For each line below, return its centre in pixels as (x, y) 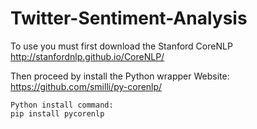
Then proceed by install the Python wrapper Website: (120, 76)
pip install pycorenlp (57, 113)
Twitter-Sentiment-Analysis (129, 18)
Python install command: (62, 105)
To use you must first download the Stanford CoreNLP (121, 46)
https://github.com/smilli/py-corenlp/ (86, 86)
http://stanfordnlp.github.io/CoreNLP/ (87, 56)
